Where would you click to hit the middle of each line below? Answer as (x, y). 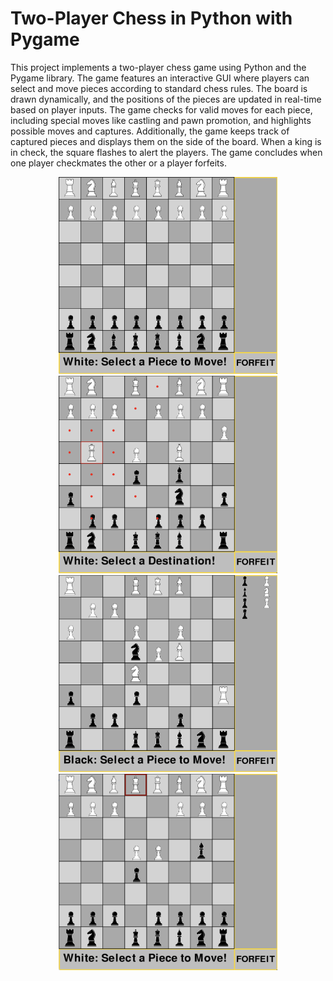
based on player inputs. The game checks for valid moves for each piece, (161, 109)
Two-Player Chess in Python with (151, 18)
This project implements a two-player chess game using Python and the (158, 67)
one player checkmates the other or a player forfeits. (118, 163)
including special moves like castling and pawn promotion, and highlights (161, 120)
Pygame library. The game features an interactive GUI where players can (160, 78)
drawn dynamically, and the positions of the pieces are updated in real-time (166, 99)
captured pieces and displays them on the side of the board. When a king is (166, 141)
